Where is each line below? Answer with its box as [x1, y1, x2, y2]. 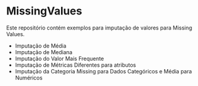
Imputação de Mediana [14, 48, 72, 55]
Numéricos [14, 74, 43, 81]
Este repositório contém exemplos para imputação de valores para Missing [6, 24, 193, 31]
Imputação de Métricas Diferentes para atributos [14, 61, 136, 69]
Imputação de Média [14, 42, 66, 49]
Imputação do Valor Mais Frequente [14, 55, 104, 62]
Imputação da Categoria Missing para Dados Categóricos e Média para [14, 67, 192, 75]
